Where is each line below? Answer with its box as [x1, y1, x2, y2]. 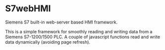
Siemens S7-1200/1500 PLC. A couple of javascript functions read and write [5, 34, 160, 40]
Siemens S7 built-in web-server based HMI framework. [5, 19, 118, 25]
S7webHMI [5, 3, 51, 14]
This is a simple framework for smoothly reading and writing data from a [5, 28, 153, 34]
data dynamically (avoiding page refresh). [5, 39, 91, 45]
